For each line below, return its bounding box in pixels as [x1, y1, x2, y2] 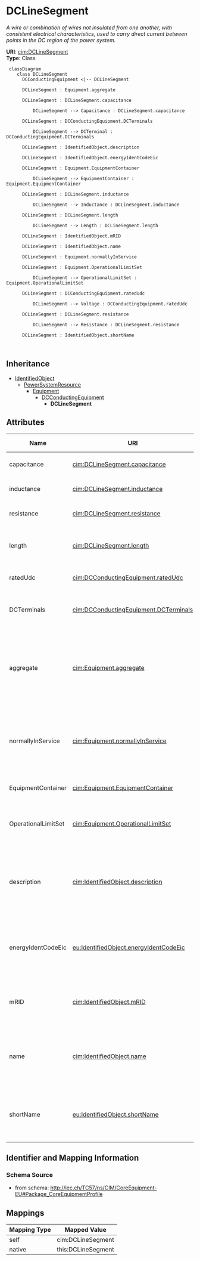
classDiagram [8, 66, 42, 72]
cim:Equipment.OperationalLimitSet [72, 819, 171, 827]
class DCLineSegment [17, 71, 68, 77]
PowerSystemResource [23, 381, 82, 388]
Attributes [6, 418, 45, 428]
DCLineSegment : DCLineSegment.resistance [21, 311, 129, 317]
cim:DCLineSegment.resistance [72, 509, 161, 517]
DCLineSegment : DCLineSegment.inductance [21, 191, 129, 197]
